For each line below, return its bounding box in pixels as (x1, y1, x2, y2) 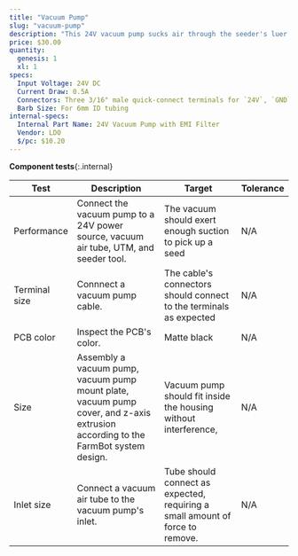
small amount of (163, 509, 231, 521)
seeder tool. (76, 252, 127, 264)
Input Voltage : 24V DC (17, 79, 101, 88)
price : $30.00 (9, 37, 62, 47)
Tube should (163, 465, 216, 477)
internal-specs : (9, 112, 69, 121)
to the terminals (163, 300, 230, 312)
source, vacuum (76, 230, 145, 242)
